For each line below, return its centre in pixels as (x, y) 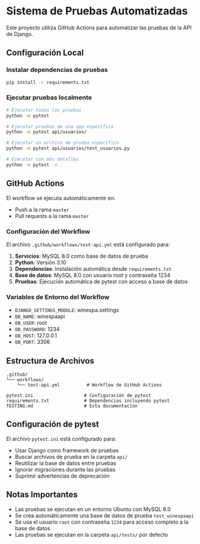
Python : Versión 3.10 (41, 262)
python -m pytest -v (32, 165)
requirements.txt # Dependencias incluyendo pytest (88, 401)
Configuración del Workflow (48, 231)
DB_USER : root (31, 323)
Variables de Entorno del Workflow (58, 297)
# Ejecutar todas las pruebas (44, 110)
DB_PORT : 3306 (32, 342)
